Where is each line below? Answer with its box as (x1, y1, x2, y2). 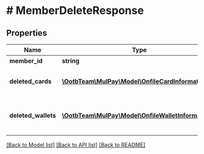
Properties (6, 28, 47, 38)
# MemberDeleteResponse (6, 4, 144, 18)
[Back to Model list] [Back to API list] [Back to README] (6, 141, 146, 149)
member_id (9, 57, 43, 65)
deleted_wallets (9, 112, 56, 119)
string (61, 57, 80, 65)
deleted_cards (9, 77, 52, 85)
